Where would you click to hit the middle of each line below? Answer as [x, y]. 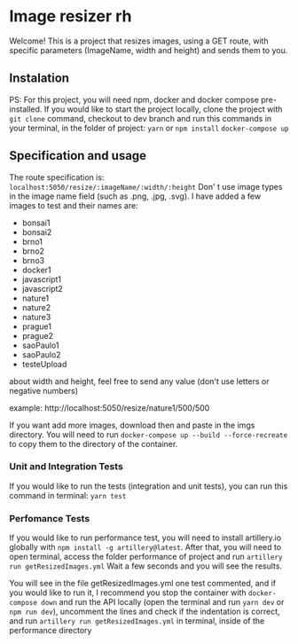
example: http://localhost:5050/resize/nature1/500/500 [110, 408]
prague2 [38, 335]
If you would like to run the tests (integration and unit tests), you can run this [149, 486]
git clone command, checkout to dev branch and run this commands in [141, 118]
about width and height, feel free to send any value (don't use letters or [139, 381]
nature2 [36, 307]
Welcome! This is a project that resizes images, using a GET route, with [139, 41]
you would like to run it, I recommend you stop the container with [128, 593]
